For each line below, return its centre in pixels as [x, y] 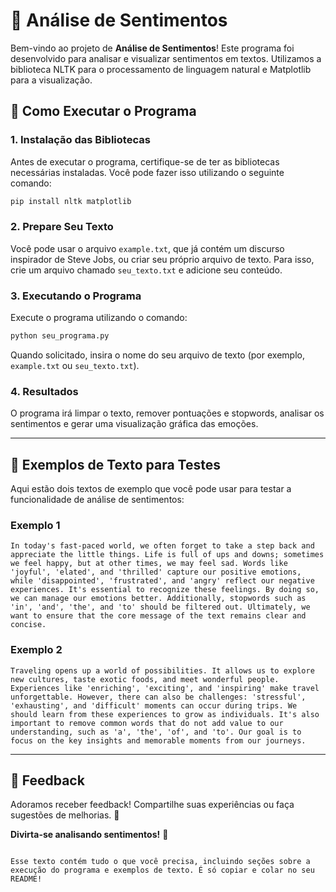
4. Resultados [44, 391]
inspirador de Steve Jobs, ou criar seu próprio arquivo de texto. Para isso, [162, 259]
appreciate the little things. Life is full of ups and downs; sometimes [167, 555]
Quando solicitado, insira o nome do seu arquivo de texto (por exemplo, [157, 355]
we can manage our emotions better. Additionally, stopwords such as [158, 599]
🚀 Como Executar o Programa [103, 111]
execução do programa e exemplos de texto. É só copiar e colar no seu [162, 870]
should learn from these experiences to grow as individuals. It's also [165, 714]
